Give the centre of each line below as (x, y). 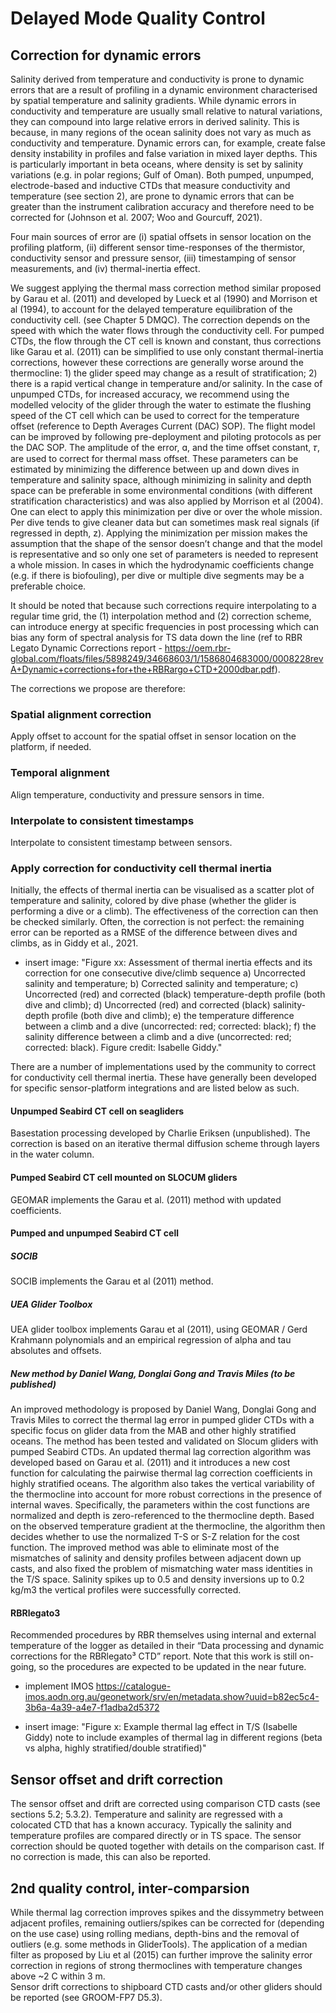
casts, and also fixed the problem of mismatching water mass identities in (161, 1569)
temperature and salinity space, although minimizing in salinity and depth (161, 480)
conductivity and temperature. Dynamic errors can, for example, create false (168, 143)
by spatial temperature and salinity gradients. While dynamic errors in (153, 100)
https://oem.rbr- (198, 648)
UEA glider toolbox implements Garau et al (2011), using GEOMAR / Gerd (159, 1329)
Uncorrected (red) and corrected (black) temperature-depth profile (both (175, 994)
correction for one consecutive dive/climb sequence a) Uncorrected (165, 973)
